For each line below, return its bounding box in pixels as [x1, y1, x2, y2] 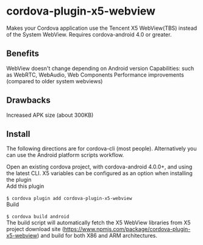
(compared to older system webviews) [6, 77, 103, 85]
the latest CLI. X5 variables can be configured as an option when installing [6, 170, 193, 177]
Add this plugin [6, 182, 45, 190]
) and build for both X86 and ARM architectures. [37, 232, 157, 240]
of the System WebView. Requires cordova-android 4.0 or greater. [6, 30, 172, 38]
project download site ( [6, 226, 65, 233]
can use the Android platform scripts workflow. [6, 151, 124, 159]
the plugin [6, 176, 32, 184]
